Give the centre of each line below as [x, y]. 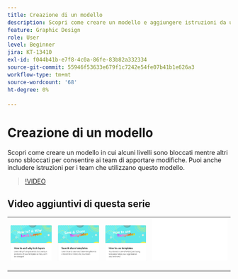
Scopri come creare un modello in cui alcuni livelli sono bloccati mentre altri [118, 153]
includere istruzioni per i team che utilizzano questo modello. [96, 168]
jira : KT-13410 [30, 52]
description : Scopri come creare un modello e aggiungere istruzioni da [117, 22]
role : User [23, 38]
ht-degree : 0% [28, 90]
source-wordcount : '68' [42, 82]
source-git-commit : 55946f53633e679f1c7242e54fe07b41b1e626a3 [101, 67]
